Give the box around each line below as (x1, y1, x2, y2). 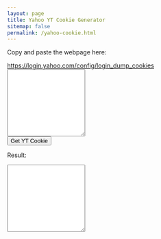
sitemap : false (7, 23, 51, 30)
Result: (7, 151, 27, 159)
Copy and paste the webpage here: (7, 48, 107, 56)
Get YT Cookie (10, 137, 48, 145)
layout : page (7, 10, 45, 17)
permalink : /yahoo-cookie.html (7, 29, 97, 37)
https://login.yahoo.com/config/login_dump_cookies (7, 61, 154, 70)
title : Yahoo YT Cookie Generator (7, 17, 106, 23)
